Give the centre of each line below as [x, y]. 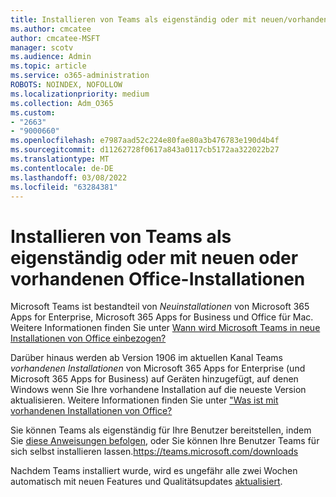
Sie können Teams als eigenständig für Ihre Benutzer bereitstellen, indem [161, 430]
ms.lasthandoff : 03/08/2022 [69, 177]
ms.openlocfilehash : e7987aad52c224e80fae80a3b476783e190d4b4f [145, 141]
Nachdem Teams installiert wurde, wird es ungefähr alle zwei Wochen [154, 471]
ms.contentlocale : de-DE [62, 168]
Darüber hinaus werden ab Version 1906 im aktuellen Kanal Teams [146, 358]
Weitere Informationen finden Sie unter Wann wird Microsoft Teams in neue [165, 328]
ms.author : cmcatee [51, 29]
